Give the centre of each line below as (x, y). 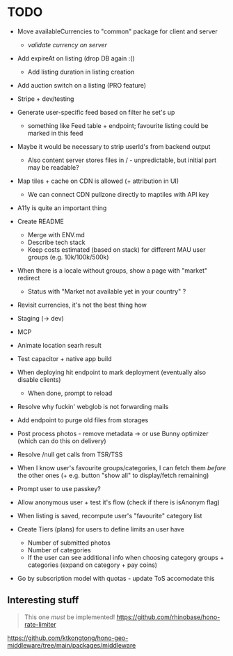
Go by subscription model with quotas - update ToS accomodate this (116, 578)
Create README (41, 221)
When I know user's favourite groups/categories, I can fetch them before (122, 467)
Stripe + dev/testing (46, 99)
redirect (29, 278)
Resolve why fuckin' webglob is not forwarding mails (93, 406)
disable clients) (39, 379)
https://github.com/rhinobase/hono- (168, 617)
